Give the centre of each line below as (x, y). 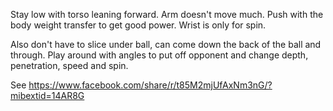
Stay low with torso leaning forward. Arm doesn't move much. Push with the (167, 14)
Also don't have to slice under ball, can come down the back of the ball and (166, 44)
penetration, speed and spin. (69, 65)
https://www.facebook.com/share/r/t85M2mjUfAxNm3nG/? (150, 85)
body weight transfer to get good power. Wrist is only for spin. (138, 25)
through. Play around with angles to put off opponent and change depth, (159, 55)
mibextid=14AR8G (47, 95)
